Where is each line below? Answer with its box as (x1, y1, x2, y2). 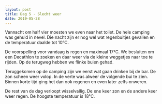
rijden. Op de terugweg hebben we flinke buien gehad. (5, 59, 114, 65)
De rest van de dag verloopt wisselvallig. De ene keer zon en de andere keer (5, 88, 157, 94)
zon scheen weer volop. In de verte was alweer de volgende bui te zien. (5, 74, 148, 80)
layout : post (5, 7, 31, 12)
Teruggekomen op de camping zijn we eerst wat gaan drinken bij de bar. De (5, 69, 156, 74)
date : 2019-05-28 (5, 16, 40, 21)
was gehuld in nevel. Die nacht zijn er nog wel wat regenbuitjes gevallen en (5, 34, 155, 40)
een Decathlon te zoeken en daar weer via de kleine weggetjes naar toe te (5, 54, 153, 60)
